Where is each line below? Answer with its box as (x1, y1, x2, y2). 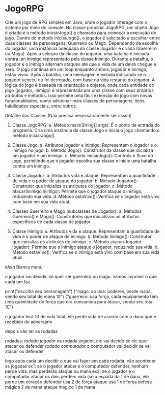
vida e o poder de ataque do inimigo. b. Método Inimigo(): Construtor (12, 233, 152, 239)
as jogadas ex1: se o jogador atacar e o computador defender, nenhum (5, 363, 148, 369)
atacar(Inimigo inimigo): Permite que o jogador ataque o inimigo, (12, 188, 142, 194)
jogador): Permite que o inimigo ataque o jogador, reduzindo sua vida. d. (12, 244, 159, 250)
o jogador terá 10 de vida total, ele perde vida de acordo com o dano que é (5, 313, 156, 319)
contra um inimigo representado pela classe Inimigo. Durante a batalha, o (5, 56, 153, 62)
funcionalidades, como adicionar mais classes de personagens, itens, (5, 98, 146, 103)
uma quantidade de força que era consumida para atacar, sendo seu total (5, 298, 154, 304)
